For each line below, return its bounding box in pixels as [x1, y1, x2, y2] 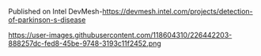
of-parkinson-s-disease [8, 15, 86, 24]
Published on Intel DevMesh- [8, 7, 103, 16]
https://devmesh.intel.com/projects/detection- [102, 7, 253, 16]
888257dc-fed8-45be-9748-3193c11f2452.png [8, 39, 162, 48]
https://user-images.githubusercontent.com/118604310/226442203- [8, 31, 233, 39]
